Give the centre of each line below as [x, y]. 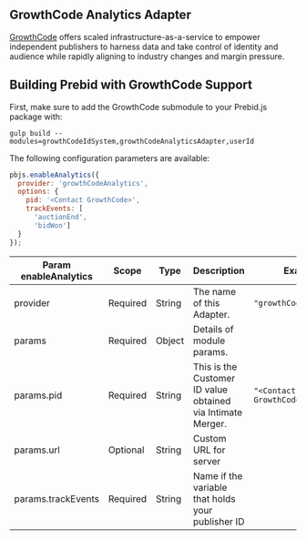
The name [214, 291]
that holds [214, 498]
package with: [36, 117]
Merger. [210, 423]
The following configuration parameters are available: [110, 158]
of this [206, 302]
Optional [126, 450]
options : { [38, 192]
